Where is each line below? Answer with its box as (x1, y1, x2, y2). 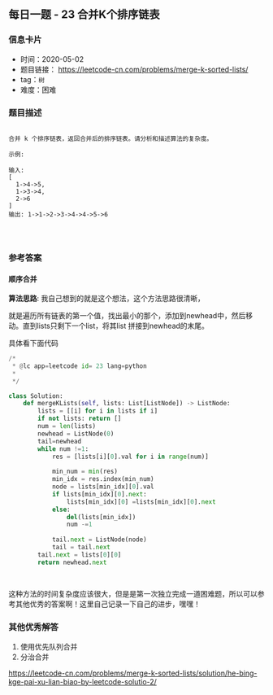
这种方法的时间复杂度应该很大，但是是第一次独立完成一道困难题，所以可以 (8, 589, 258, 599)
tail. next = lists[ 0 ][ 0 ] (37, 550, 122, 559)
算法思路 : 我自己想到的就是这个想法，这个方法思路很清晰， (8, 294, 205, 304)
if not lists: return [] (37, 414, 122, 423)
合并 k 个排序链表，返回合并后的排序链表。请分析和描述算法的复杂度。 (8, 134, 213, 142)
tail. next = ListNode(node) (51, 535, 148, 544)
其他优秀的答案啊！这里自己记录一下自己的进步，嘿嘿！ (15, 599, 201, 609)
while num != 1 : (37, 444, 89, 453)
